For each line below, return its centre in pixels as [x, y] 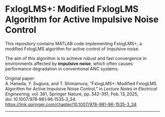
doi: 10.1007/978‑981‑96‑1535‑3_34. [41, 99]
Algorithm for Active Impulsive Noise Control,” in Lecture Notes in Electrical [81, 88]
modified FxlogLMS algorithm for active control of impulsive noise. [72, 49]
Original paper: [20, 78]
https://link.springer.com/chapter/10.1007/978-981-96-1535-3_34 [71, 104]
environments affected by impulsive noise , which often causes [69, 63]
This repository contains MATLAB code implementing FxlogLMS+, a [74, 43]
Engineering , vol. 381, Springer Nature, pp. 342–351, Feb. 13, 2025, [72, 94]
